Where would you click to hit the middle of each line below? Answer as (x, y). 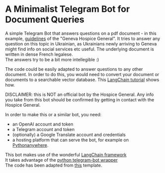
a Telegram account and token (43, 129)
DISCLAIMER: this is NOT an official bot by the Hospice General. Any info (80, 94)
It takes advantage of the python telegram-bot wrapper (61, 160)
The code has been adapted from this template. (54, 165)
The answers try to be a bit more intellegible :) (52, 59)
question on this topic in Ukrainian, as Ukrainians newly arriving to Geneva (81, 43)
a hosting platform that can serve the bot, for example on (70, 140)
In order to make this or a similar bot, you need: (53, 114)
